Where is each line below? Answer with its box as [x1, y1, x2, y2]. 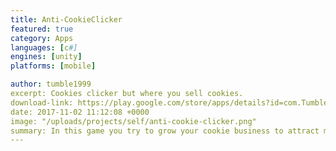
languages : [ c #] [10, 42, 78, 53]
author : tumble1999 [10, 79, 92, 90]
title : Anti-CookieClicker [10, 14, 123, 25]
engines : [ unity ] [10, 52, 83, 62]
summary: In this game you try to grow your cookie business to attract [10, 126, 320, 136]
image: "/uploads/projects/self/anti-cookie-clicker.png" [10, 116, 257, 126]
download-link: [10, 97, 74, 108]
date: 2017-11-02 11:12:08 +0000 [10, 107, 150, 117]
